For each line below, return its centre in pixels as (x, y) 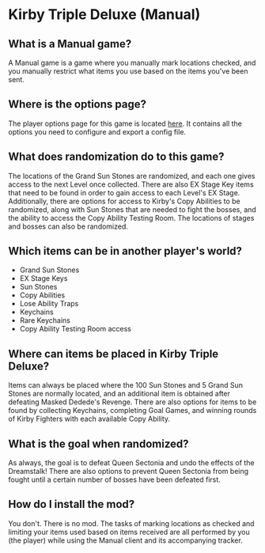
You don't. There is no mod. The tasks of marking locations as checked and (131, 523)
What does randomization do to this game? (116, 157)
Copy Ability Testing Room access (76, 329)
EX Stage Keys (44, 278)
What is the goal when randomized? (98, 443)
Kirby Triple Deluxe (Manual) (104, 15)
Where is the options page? (77, 104)
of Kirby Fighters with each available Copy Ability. (89, 419)
